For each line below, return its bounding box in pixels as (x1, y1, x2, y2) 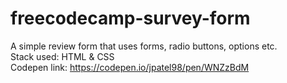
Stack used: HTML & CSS (10, 50, 115, 62)
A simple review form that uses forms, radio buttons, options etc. (10, 40, 278, 52)
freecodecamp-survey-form (10, 7, 251, 30)
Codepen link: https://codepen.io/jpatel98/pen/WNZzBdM (10, 61, 250, 73)
